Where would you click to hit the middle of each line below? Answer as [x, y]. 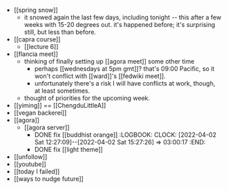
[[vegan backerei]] [40, 113]
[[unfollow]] [30, 157]
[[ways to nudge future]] [49, 179]
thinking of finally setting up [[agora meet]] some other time [109, 61]
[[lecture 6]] [41, 47]
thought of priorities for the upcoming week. [87, 98]
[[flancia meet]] [36, 54]
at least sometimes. [62, 91]
